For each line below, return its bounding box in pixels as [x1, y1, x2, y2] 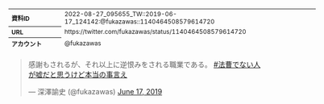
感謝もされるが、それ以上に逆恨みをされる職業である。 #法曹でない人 [27, 60, 261, 69]
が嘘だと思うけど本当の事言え [27, 70, 127, 79]
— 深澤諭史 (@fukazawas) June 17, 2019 [27, 87, 163, 96]
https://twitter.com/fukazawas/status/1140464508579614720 [64, 27, 247, 36]
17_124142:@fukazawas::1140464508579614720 [64, 17, 215, 26]
